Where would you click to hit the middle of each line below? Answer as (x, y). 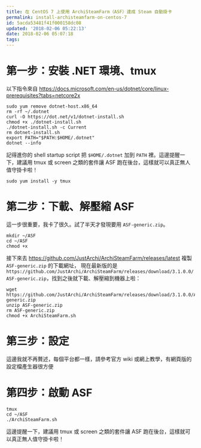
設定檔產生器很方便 (30, 366)
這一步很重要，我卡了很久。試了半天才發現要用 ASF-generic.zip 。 (87, 224)
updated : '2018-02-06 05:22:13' (46, 28)
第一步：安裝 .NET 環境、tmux (81, 71)
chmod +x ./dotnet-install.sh (44, 122)
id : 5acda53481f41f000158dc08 (44, 23)
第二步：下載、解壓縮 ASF (70, 207)
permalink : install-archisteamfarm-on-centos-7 (67, 17)
